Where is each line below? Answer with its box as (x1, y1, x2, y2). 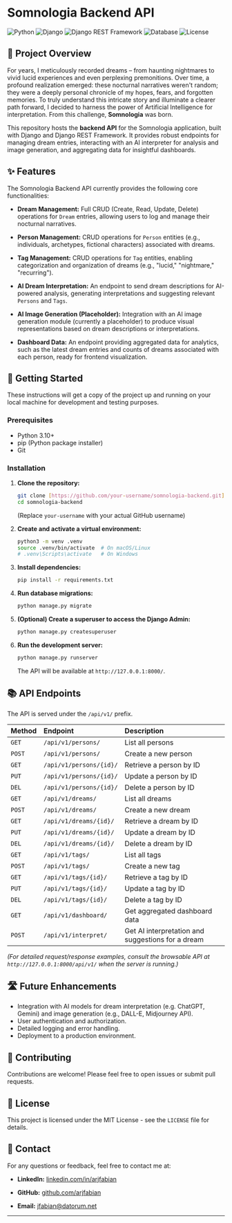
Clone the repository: (17, 478, 80, 487)
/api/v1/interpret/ (43, 931, 108, 939)
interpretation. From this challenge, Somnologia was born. (7, 110, 174, 118)
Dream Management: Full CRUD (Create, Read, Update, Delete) (17, 205, 199, 213)
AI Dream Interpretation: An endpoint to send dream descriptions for (17, 281, 215, 290)
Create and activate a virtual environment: (17, 524, 142, 533)
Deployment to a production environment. (17, 1031, 136, 1040)
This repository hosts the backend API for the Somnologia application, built (7, 123, 222, 132)
